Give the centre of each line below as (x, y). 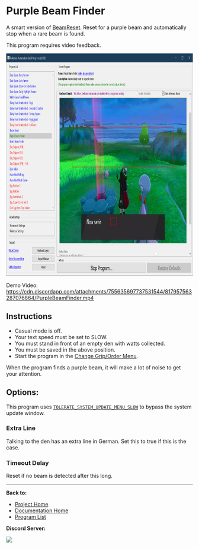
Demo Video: (22, 285)
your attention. (24, 374)
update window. (26, 413)
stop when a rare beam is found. (46, 33)
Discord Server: (26, 528)
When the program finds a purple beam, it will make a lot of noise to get (94, 367)
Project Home (31, 505)
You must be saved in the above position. (65, 349)
